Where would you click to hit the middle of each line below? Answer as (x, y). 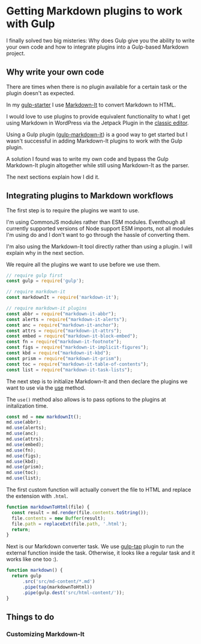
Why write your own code (55, 72)
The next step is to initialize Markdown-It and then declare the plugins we (97, 381)
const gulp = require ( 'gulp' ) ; (45, 281)
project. (16, 53)
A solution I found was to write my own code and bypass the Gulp (88, 159)
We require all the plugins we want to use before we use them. (83, 264)
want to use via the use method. (46, 388)
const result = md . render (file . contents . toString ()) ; (80, 512)
